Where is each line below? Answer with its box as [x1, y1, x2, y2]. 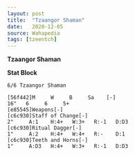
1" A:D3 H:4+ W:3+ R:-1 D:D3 [7, 143, 129, 150]
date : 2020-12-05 [7, 23, 64, 30]
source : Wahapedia [7, 29, 60, 37]
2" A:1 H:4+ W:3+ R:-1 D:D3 [7, 119, 129, 126]
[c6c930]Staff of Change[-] [7, 113, 89, 120]
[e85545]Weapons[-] [7, 106, 64, 113]
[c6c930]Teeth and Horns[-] [7, 137, 89, 144]
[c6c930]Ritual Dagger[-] [7, 124, 82, 132]
